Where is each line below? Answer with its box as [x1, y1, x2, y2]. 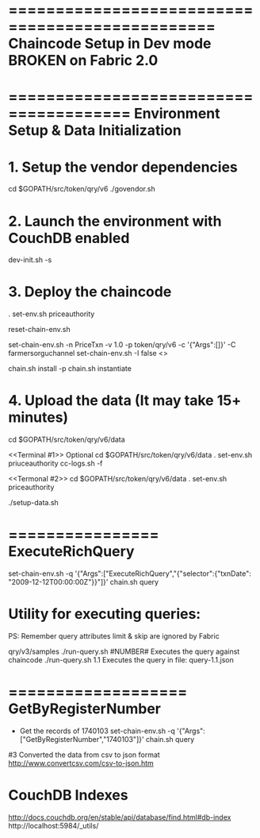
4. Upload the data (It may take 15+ [8, 392, 242, 410]
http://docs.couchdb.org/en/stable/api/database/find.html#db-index [8, 812, 231, 822]
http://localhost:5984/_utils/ [8, 821, 99, 830]
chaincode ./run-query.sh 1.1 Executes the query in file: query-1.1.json [8, 655, 234, 664]
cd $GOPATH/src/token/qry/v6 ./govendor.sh [8, 184, 156, 194]
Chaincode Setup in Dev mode [8, 35, 212, 52]
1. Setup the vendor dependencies [8, 158, 238, 176]
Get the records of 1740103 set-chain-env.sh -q [19, 726, 176, 736]
